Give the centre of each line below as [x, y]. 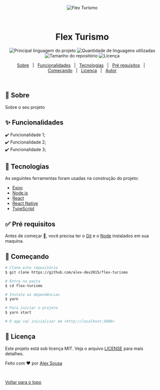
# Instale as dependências [33, 294]
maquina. [14, 241]
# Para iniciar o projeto [31, 308]
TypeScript [23, 209]
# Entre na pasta [23, 281]
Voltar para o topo [23, 382]
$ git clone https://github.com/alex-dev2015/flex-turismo [67, 272]
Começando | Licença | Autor [82, 70]
